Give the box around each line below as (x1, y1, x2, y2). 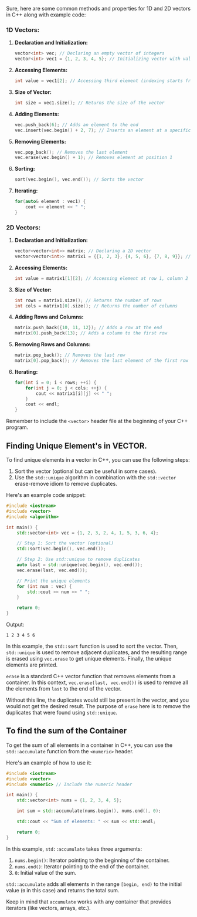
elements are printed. (6, 661, 58, 668)
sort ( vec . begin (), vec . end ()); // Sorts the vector (14, 177, 144, 182)
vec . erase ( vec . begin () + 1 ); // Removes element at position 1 (14, 155, 173, 161)
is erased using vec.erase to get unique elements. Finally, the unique (6, 655, 172, 662)
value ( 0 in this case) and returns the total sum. (6, 886, 120, 894)
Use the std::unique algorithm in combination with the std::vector (14, 474, 176, 481)
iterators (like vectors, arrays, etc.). (6, 904, 91, 911)
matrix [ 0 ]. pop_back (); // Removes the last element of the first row (14, 358, 189, 364)
